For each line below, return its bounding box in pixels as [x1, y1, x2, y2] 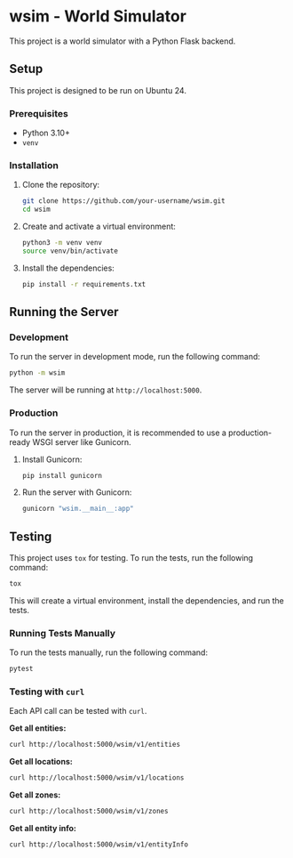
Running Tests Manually [9, 627, 116, 639]
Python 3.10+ [21, 127, 71, 139]
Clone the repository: [21, 180, 100, 190]
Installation [9, 158, 59, 171]
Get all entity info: [9, 823, 77, 834]
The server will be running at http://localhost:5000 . [9, 384, 202, 395]
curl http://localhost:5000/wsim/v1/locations [9, 773, 185, 782]
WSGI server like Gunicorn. [32, 436, 131, 447]
